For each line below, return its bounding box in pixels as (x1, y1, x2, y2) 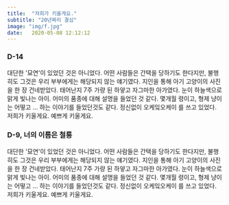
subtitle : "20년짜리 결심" (7, 17, 77, 23)
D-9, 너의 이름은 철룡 (7, 130, 73, 140)
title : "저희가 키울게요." (7, 10, 77, 17)
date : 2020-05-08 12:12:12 (7, 29, 91, 36)
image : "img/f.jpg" (7, 23, 63, 30)
